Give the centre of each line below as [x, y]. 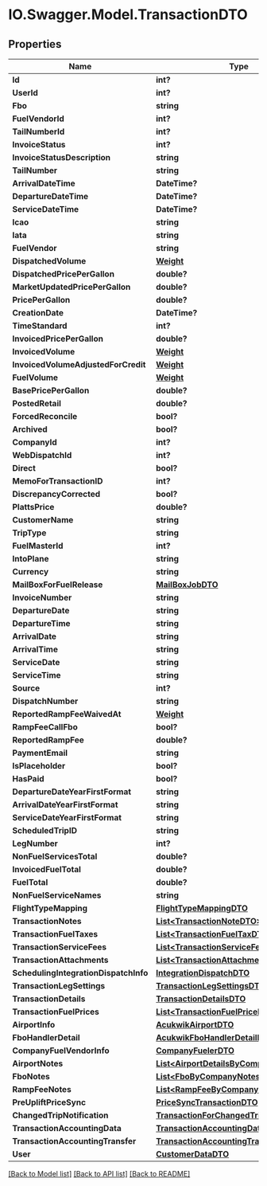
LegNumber [35, 844]
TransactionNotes [47, 921]
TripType [29, 533]
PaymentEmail [40, 753]
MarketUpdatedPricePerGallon [72, 287]
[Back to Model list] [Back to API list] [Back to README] [99, 1174]
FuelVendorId [39, 119]
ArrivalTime [35, 649]
